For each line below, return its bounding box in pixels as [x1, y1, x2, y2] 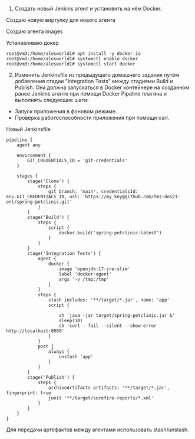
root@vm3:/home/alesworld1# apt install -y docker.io [6, 51, 141, 57]
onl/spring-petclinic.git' [6, 199, 72, 205]
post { [37, 343, 54, 349]
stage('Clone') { [27, 178, 70, 184]
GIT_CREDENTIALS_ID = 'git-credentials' [27, 158, 128, 163]
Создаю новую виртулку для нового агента [6, 17, 116, 23]
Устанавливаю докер [6, 40, 59, 46]
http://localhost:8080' [6, 328, 65, 334]
